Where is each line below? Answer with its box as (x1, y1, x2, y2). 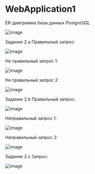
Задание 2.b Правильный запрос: (5, 96, 76, 102)
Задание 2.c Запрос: (5, 153, 48, 159)
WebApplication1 (5, 3, 76, 15)
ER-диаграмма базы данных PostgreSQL (5, 20, 90, 26)
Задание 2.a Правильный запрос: (5, 38, 75, 45)
